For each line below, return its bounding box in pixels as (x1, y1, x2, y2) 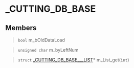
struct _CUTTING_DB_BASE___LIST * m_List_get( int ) (17, 57, 129, 63)
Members (5, 24, 37, 32)
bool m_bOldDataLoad (17, 37, 65, 43)
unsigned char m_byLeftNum (17, 47, 79, 53)
